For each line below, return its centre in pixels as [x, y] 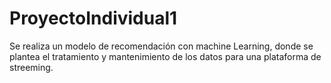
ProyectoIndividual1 [93, 18]
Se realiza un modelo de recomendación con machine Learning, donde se [161, 46]
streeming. [31, 67]
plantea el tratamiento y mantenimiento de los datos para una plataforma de [165, 56]
